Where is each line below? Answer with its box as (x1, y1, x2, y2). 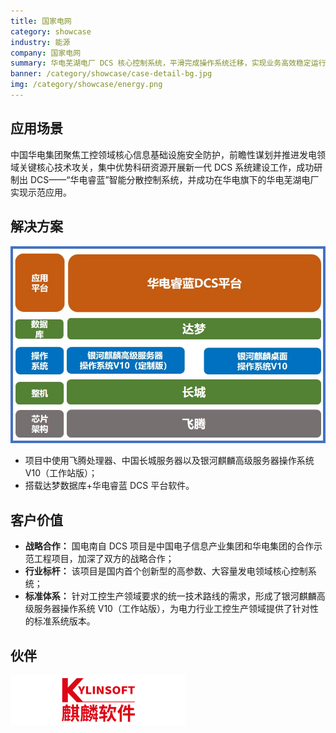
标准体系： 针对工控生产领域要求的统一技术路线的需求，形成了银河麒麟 (24, 590, 317, 602)
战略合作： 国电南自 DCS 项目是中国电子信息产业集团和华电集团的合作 (24, 540, 314, 552)
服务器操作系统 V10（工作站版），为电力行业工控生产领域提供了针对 (33, 603, 310, 615)
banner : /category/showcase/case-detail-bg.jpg (10, 69, 213, 79)
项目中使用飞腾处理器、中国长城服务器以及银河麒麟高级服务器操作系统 (24, 455, 315, 467)
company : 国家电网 (10, 48, 82, 58)
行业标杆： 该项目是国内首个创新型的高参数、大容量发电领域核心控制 (24, 565, 308, 577)
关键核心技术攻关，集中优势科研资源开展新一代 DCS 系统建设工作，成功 (18, 161, 315, 173)
